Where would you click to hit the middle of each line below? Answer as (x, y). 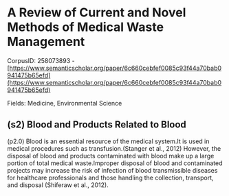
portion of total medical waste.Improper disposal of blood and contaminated (115, 163)
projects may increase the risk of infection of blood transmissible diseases (112, 170)
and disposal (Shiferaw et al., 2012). (58, 185)
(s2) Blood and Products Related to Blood (97, 125)
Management (46, 42)
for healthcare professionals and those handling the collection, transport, (111, 177)
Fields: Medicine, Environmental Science (65, 103)
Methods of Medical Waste (85, 27)
